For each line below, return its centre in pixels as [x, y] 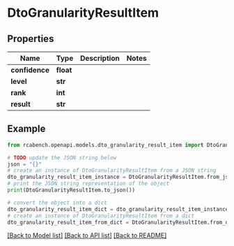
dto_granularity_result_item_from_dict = [68, 222]
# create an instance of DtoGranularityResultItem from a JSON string [112, 171]
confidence [30, 70]
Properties [31, 39]
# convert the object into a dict [57, 203]
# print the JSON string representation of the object [88, 184]
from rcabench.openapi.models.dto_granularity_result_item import [106, 145]
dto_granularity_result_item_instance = [67, 177]
